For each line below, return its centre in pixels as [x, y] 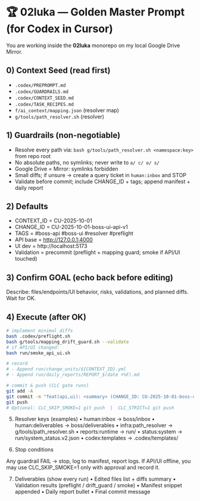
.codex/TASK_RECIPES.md [44, 104]
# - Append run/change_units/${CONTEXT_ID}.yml [66, 369]
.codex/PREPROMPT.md [40, 85]
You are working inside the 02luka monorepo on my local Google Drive [93, 45]
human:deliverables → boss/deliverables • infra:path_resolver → [94, 425]
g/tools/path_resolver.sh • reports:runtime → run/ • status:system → [99, 432]
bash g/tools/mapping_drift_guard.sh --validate [68, 342]
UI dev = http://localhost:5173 [51, 246]
